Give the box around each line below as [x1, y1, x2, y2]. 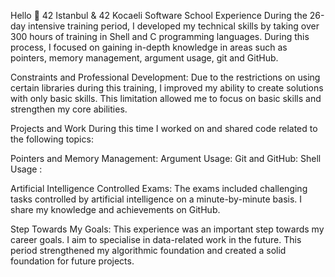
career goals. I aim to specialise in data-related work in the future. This [10, 234, 302, 245]
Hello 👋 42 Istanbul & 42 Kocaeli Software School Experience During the [10, 10, 308, 21]
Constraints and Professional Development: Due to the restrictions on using [10, 71, 321, 83]
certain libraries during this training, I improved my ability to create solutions [10, 82, 324, 94]
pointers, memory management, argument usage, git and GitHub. [10, 52, 279, 64]
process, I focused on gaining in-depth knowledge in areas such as [10, 41, 288, 53]
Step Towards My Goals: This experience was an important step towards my [10, 223, 325, 235]
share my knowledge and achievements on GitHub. [10, 204, 221, 215]
